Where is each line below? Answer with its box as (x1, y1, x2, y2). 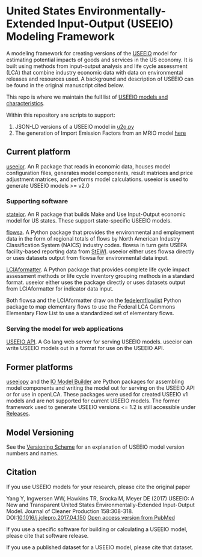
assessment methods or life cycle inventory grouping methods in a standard (6, 272, 195, 280)
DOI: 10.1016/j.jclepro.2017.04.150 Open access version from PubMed (6, 514, 176, 521)
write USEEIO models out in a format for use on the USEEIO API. (6, 345, 165, 352)
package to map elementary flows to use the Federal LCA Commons (6, 303, 176, 310)
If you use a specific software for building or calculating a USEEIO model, (6, 525, 188, 533)
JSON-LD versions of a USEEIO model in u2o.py (14, 123, 134, 130)
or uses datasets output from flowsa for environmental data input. (6, 254, 169, 262)
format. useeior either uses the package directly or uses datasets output (6, 278, 185, 286)
